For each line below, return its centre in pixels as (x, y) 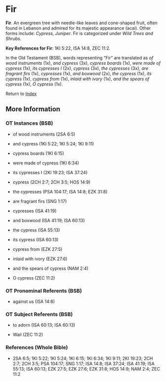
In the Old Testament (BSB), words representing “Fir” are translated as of (80, 57)
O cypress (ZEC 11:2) (34, 278)
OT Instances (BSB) (29, 123)
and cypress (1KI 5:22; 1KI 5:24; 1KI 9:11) (53, 143)
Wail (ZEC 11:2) (28, 334)
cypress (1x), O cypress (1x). (34, 84)
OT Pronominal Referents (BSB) (44, 290)
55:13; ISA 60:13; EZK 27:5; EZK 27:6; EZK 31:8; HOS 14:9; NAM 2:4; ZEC (86, 369)
